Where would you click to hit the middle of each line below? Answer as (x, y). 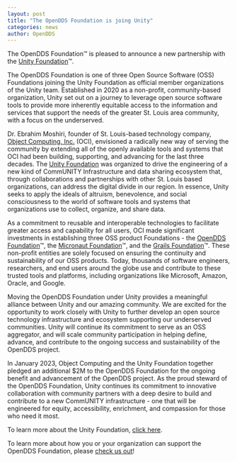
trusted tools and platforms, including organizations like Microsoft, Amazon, (117, 276)
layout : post (27, 14)
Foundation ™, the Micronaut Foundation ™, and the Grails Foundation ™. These (118, 246)
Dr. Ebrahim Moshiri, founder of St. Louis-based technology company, (109, 134)
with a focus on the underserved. (56, 120)
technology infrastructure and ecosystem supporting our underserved (110, 320)
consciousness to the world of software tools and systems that (99, 202)
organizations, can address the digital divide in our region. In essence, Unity (118, 187)
